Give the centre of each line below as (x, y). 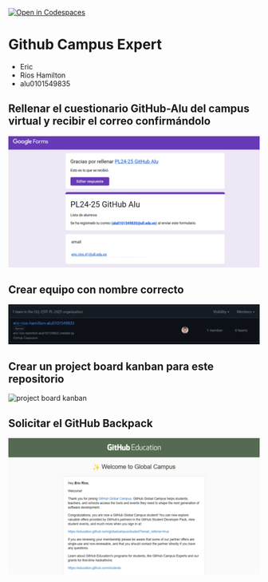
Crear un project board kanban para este (111, 367)
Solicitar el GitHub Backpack (81, 423)
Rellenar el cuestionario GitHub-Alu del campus (129, 109)
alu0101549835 (45, 83)
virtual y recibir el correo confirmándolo (110, 121)
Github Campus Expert (85, 45)
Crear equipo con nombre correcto (96, 289)
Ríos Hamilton (43, 75)
